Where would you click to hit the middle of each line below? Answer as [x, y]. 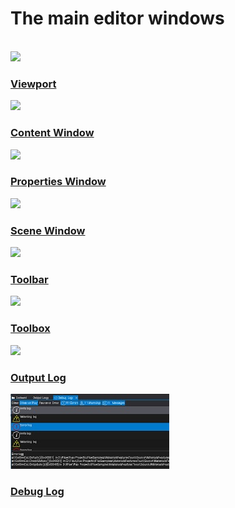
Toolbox [30, 329]
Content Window [52, 133]
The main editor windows [117, 18]
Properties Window [58, 182]
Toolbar [29, 280]
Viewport [33, 84]
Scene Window [48, 230]
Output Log [38, 377]
